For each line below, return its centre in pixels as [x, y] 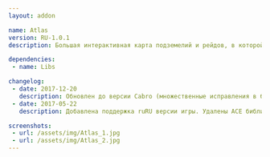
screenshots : [30, 126]
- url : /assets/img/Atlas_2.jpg [66, 141]
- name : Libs [34, 67]
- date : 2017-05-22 [45, 104]
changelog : [27, 82]
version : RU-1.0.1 [39, 38]
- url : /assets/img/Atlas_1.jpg [66, 133]
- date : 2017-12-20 [45, 89]
